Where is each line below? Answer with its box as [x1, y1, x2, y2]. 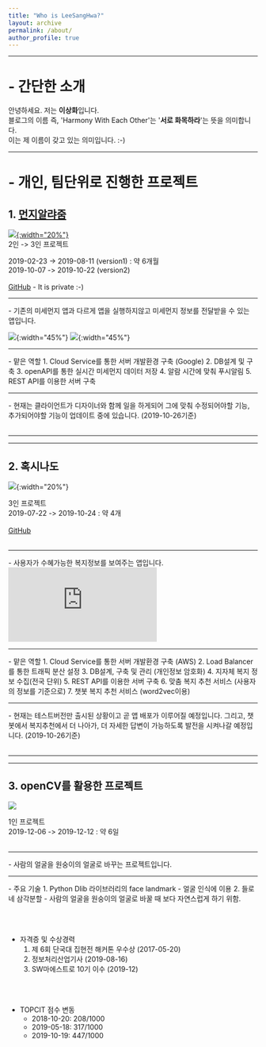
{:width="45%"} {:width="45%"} [16, 333, 131, 342]
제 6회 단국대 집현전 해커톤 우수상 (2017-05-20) [31, 944, 181, 953]
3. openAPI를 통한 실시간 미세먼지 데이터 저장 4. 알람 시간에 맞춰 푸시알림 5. [16, 367, 252, 376]
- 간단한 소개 [8, 78, 85, 96]
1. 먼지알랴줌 [8, 207, 67, 221]
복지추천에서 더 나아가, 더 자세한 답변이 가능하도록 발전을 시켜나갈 [28, 721, 232, 730]
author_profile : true [8, 33, 80, 42]
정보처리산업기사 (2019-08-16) [31, 954, 128, 964]
